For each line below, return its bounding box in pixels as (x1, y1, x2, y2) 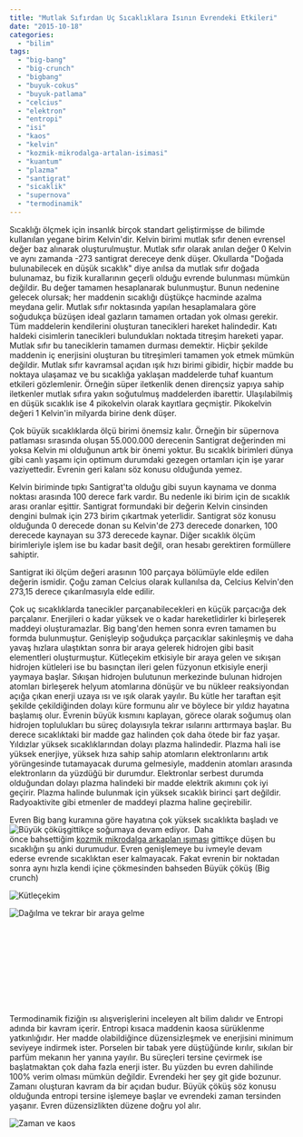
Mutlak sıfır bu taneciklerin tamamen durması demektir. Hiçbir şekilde (9, 340, 269, 351)
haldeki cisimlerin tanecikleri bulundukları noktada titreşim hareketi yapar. (9, 330, 284, 341)
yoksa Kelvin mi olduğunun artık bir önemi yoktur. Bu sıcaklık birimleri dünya (9, 444, 294, 455)
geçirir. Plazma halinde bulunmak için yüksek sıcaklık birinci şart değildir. (9, 787, 281, 798)
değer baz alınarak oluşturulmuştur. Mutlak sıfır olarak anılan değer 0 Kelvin (9, 243, 292, 254)
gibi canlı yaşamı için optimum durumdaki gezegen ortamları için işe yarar (9, 454, 284, 464)
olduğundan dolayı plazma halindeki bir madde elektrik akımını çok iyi (9, 777, 269, 788)
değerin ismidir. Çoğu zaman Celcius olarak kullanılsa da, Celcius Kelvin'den (9, 576, 294, 587)
